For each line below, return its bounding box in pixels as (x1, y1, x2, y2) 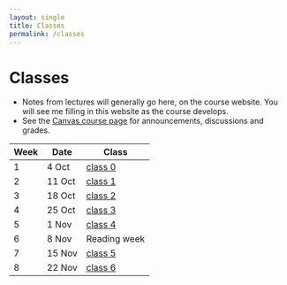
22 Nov (47, 262, 78, 274)
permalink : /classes (9, 29, 86, 38)
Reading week (86, 233, 146, 245)
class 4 (86, 219, 117, 231)
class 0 (86, 161, 117, 173)
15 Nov (47, 247, 78, 259)
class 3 (86, 204, 117, 217)
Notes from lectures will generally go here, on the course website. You (21, 96, 278, 107)
